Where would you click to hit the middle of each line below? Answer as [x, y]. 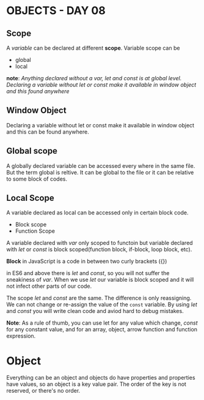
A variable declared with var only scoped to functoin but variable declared [100, 243]
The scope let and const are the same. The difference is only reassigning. [99, 298]
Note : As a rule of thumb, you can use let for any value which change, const [102, 323]
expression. [21, 336]
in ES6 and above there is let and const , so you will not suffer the [88, 273]
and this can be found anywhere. [48, 132]
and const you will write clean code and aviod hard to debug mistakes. [95, 311]
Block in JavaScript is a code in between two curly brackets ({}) [87, 262]
